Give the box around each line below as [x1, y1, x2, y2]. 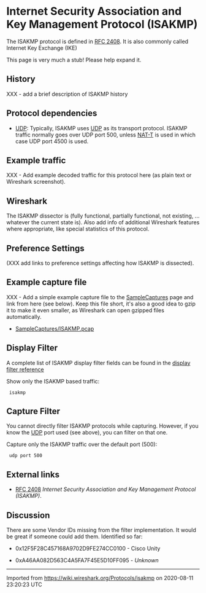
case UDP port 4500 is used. [15, 137, 89, 145]
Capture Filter [6, 406, 60, 417]
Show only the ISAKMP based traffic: [6, 377, 100, 385]
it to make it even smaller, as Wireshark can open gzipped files [6, 306, 164, 314]
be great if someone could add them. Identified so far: [6, 533, 143, 540]
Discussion [6, 510, 50, 520]
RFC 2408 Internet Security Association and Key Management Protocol [15, 485, 196, 493]
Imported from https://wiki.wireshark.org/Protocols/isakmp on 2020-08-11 [6, 575, 194, 582]
